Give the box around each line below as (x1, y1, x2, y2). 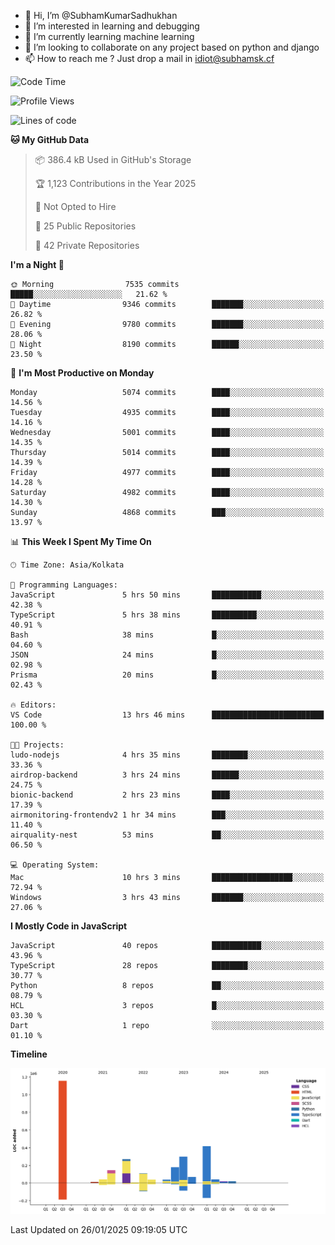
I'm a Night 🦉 (10, 259, 65, 270)
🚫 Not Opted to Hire (34, 201, 117, 212)
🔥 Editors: (10, 700, 57, 710)
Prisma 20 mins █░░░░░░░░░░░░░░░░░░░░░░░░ (10, 670, 325, 680)
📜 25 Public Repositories (34, 220, 137, 232)
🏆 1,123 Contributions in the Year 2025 (34, 178, 197, 189)
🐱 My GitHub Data (10, 134, 90, 145)
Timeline (10, 1048, 48, 1060)
